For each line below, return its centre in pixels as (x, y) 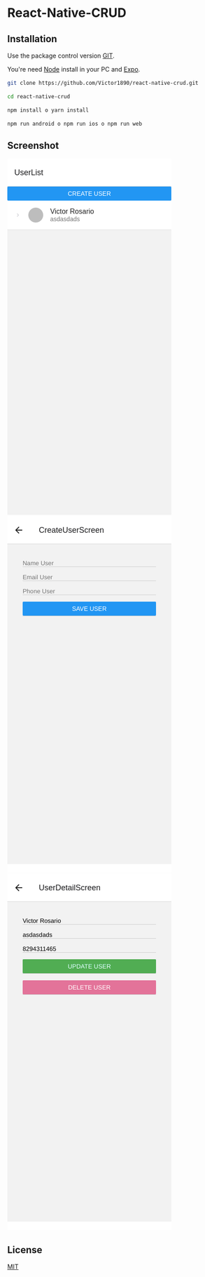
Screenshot (33, 145)
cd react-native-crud (39, 96)
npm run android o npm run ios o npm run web (75, 124)
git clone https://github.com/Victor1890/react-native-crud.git (103, 83)
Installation (32, 39)
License (25, 1250)
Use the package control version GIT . (61, 55)
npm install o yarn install (48, 110)
